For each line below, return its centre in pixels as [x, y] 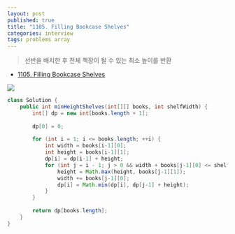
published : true [31, 20]
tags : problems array [39, 40]
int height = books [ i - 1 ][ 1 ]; [87, 152]
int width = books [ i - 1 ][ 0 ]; [86, 146]
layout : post [26, 14]
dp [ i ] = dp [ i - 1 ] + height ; [84, 159]
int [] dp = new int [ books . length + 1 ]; [91, 113]
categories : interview [40, 33]
